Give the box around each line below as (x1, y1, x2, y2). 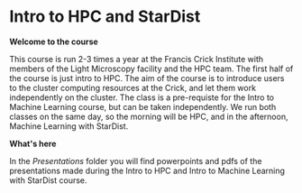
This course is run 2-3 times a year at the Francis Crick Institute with (9, 53, 264, 64)
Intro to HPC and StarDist (9, 6, 201, 27)
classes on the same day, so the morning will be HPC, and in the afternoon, (9, 111, 288, 122)
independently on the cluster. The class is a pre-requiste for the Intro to (9, 92, 275, 103)
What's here (9, 138, 57, 149)
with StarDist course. (9, 174, 87, 186)
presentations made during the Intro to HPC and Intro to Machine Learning (9, 165, 286, 176)
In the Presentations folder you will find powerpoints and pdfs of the (9, 155, 262, 166)
